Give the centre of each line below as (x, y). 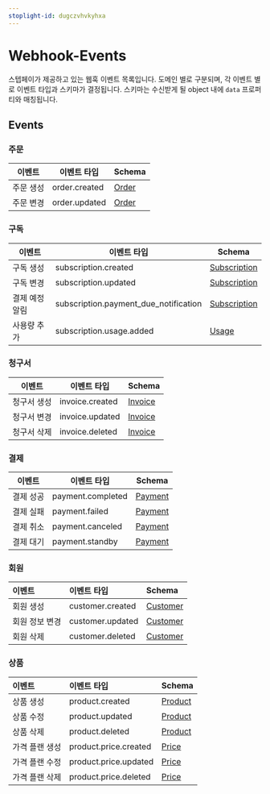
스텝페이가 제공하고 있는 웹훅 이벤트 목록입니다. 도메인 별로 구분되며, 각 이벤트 (131, 79)
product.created (99, 700)
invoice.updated (90, 416)
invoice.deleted (88, 431)
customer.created (102, 606)
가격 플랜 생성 (37, 746)
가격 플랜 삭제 (37, 777)
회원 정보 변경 (37, 621)
